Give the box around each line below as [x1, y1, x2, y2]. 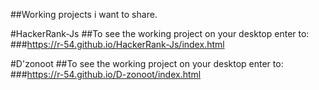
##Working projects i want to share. [10, 9, 158, 20]
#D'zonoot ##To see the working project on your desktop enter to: [10, 58, 284, 69]
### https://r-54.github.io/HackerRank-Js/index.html [10, 39, 225, 50]
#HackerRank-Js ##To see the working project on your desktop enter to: [10, 28, 310, 39]
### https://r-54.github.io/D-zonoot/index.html [10, 69, 202, 80]
